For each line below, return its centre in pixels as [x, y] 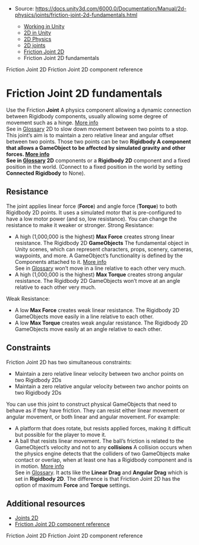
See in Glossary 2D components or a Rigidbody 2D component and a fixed [98, 160]
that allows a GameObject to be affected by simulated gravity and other [96, 147]
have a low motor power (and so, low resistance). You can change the [91, 219]
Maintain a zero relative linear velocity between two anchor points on [99, 373]
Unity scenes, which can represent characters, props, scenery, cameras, [104, 249]
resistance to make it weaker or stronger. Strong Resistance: [80, 225]
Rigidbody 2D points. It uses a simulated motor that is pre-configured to [94, 212]
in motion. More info [39, 466]
